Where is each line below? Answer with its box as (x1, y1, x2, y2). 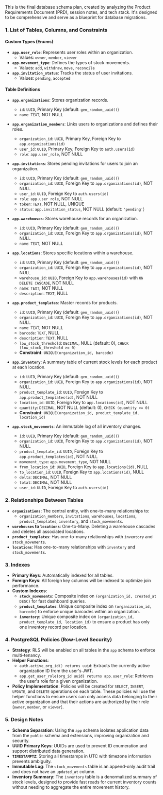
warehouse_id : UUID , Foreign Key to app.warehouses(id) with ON (19, 275, 144, 281)
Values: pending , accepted (19, 75, 70, 81)
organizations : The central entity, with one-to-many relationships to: (12, 508, 149, 513)
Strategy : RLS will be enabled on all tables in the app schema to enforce (12, 647, 156, 653)
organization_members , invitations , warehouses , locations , (19, 513, 137, 519)
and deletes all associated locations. (12, 529, 85, 534)
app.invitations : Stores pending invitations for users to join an (12, 160, 138, 167)
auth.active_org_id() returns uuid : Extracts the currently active (19, 663, 150, 669)
